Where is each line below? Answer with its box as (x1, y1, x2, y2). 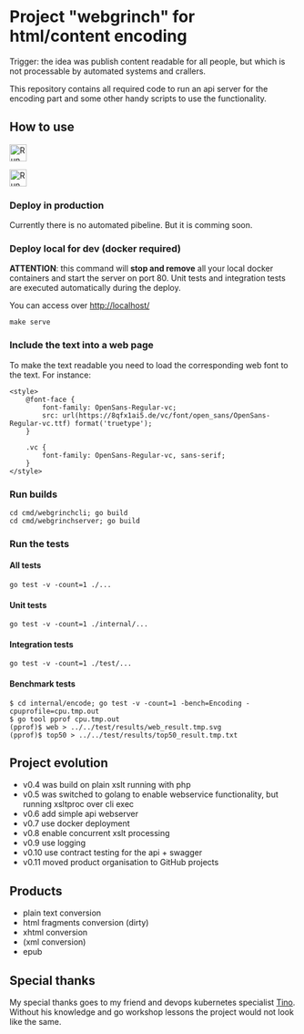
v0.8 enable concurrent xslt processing (22, 828, 170, 839)
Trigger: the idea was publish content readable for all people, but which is (9, 56, 286, 67)
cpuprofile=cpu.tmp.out (9, 707, 100, 716)
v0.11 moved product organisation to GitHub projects (22, 857, 219, 868)
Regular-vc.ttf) (9, 419, 71, 428)
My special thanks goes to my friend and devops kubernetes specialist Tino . (9, 997, 296, 1008)
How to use (9, 119, 75, 135)
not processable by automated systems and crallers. (9, 66, 207, 77)
